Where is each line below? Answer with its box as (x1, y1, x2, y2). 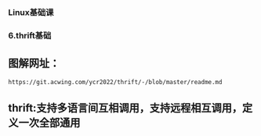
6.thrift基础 (8, 30, 52, 41)
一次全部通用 (18, 116, 81, 130)
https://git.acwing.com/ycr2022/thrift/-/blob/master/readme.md (8, 78, 223, 86)
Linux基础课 (8, 6, 54, 17)
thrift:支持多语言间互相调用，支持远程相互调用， (8, 101, 243, 115)
